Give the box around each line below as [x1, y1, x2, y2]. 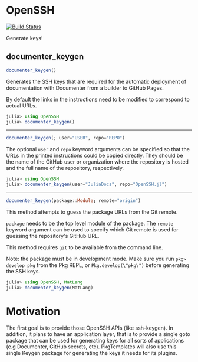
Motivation [6, 305, 61, 318]
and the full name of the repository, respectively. [6, 165, 124, 172]
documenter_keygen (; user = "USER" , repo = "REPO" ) [6, 135, 126, 141]
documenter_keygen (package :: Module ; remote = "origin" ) [6, 198, 141, 204]
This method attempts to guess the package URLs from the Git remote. [6, 208, 178, 216]
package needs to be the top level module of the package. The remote [6, 220, 174, 227]
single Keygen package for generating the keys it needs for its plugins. [6, 349, 177, 356]
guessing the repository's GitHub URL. [6, 232, 100, 239]
